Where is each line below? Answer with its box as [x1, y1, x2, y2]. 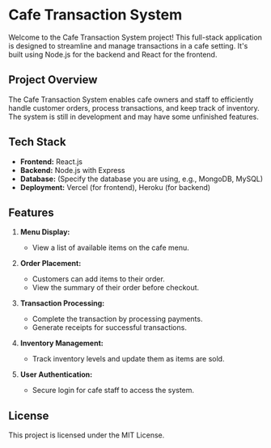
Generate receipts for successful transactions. [32, 323, 188, 332]
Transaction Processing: [19, 298, 105, 308]
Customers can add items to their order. [32, 274, 166, 284]
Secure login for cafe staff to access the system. [32, 386, 195, 395]
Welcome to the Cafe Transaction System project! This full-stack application [8, 32, 263, 42]
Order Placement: [19, 259, 82, 268]
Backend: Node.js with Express [19, 165, 125, 175]
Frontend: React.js [19, 156, 83, 167]
